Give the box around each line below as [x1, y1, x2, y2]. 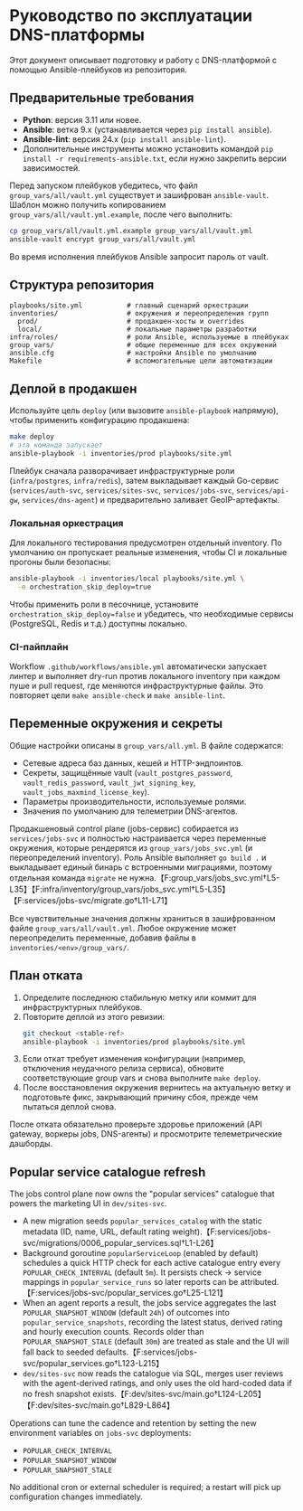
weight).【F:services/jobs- [171, 1226, 271, 1237]
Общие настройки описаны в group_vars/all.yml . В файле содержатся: [9, 740, 284, 751]
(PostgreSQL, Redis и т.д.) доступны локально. [9, 618, 188, 628]
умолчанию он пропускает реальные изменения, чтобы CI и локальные [9, 547, 288, 558]
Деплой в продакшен [9, 381, 137, 396]
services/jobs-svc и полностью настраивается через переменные [9, 833, 267, 844]
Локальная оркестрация [9, 516, 124, 529]
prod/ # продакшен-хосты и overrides [17, 317, 245, 326]
